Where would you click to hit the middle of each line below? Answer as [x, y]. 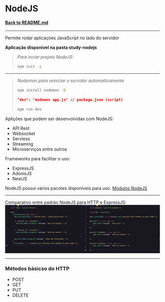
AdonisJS [22, 173]
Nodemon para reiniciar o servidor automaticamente [70, 81]
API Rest [21, 128]
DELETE [20, 295]
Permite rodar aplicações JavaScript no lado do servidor [62, 38]
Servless [21, 139]
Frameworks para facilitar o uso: [38, 158]
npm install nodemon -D [41, 91]
